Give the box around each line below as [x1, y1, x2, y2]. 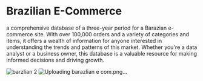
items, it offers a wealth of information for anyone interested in [6, 37, 162, 44]
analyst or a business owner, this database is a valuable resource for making [6, 50, 197, 57]
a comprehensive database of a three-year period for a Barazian [6, 24, 167, 31]
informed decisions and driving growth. [6, 56, 105, 63]
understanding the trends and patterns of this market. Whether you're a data [6, 44, 198, 51]
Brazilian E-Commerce [6, 4, 122, 18]
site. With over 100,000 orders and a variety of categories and [34, 30, 190, 37]
